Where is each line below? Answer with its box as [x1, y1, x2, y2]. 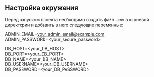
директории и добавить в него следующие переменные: [5, 22, 124, 28]
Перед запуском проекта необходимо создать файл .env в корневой [5, 16, 149, 22]
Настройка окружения [5, 4, 78, 12]
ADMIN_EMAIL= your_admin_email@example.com [5, 31, 105, 37]
